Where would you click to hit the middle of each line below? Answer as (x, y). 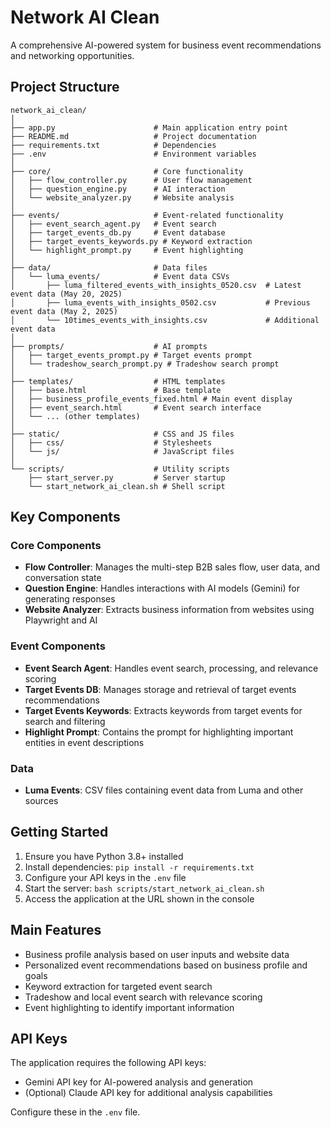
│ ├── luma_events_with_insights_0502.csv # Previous (160, 302)
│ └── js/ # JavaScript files (122, 451)
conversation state (63, 578)
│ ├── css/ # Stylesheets (111, 442)
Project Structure (65, 87)
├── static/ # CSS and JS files (122, 434)
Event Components (58, 646)
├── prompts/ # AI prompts (109, 346)
